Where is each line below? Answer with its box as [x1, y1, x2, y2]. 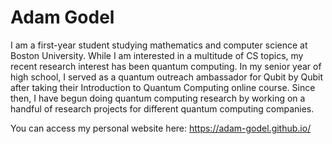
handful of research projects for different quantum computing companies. [10, 102, 315, 115]
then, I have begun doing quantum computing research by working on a [10, 92, 306, 104]
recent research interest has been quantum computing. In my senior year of [10, 60, 322, 72]
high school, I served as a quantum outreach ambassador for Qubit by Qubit [10, 71, 323, 83]
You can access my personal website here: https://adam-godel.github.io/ [10, 122, 312, 134]
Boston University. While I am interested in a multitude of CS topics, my [10, 49, 304, 61]
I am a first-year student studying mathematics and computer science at [10, 39, 308, 51]
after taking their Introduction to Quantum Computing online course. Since [10, 81, 316, 93]
